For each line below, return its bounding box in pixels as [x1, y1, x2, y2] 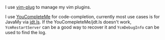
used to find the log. [5, 30, 46, 35]
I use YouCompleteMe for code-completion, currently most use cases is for [5, 14, 160, 19]
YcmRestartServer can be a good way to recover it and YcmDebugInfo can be [5, 24, 160, 30]
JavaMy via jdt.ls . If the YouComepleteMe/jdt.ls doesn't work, [5, 19, 132, 25]
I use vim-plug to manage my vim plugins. [5, 4, 91, 10]
